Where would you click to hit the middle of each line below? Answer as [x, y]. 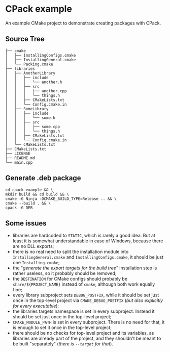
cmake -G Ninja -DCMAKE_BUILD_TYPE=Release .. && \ [61, 199]
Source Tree [25, 39]
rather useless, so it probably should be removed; [64, 273]
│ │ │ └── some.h [30, 118]
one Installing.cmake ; [36, 263]
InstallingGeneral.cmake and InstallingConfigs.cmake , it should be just [88, 257]
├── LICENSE [18, 154]
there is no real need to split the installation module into [71, 252]
